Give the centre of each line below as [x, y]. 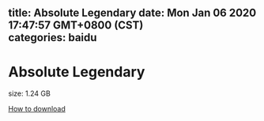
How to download [37, 109]
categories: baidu [53, 38]
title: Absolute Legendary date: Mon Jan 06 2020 [132, 13]
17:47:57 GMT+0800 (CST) [76, 26]
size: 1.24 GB [30, 93]
